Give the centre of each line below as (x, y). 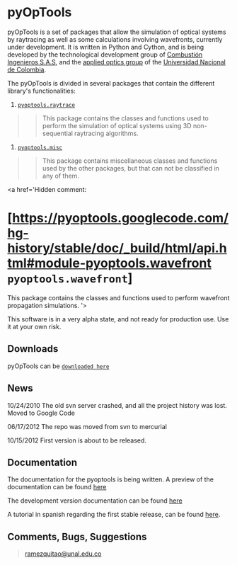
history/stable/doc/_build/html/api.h (117, 248)
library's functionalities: (41, 91)
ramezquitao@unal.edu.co (63, 554)
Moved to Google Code (41, 413)
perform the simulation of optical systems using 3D (117, 125)
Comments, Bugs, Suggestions (77, 536)
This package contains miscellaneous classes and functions (130, 161)
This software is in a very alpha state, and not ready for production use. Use (118, 319)
